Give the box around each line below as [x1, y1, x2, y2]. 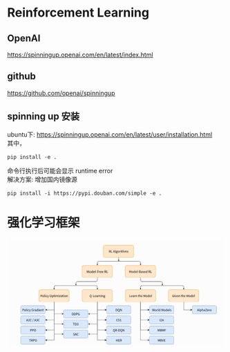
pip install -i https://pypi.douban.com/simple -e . [7, 190, 162, 197]
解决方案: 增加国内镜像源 [7, 175, 77, 184]
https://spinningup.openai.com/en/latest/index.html [7, 50, 153, 59]
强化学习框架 [7, 215, 81, 231]
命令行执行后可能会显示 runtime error [7, 166, 113, 175]
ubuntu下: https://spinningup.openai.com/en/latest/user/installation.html [7, 130, 213, 139]
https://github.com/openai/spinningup [7, 88, 115, 97]
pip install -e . [7, 153, 57, 160]
